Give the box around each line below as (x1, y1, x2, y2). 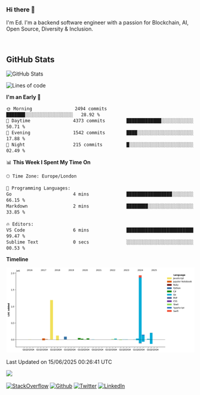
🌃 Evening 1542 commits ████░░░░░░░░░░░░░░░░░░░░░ (6, 130, 194, 136)
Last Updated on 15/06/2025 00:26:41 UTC (6, 358, 112, 366)
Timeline (6, 256, 29, 263)
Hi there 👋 (6, 5, 36, 14)
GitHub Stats (6, 54, 55, 65)
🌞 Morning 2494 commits (6, 106, 107, 112)
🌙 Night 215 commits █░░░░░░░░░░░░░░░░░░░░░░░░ (6, 142, 194, 148)
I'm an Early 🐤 (6, 94, 41, 101)
